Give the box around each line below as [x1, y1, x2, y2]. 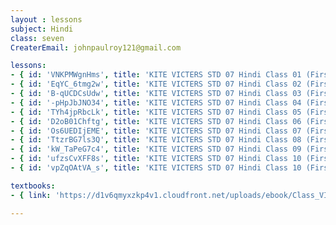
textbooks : [10, 181, 56, 191]
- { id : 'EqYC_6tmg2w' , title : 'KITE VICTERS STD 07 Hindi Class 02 [10, 79, 302, 90]
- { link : [10, 190, 52, 200]
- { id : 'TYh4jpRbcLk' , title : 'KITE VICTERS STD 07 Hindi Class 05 [10, 107, 302, 117]
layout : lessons [10, 14, 83, 25]
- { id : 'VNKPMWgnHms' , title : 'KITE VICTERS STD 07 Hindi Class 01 [10, 70, 302, 80]
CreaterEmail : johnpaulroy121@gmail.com [10, 42, 182, 53]
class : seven [10, 33, 65, 43]
